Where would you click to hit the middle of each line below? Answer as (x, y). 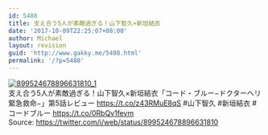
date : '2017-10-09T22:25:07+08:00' (68, 31)
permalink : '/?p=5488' (46, 61)
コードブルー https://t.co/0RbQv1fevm (71, 112)
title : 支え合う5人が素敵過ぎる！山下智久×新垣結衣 (85, 23)
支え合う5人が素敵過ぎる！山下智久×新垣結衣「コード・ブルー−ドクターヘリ (135, 92)
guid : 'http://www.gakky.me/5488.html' (75, 53)
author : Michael (35, 38)
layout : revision (37, 46)
